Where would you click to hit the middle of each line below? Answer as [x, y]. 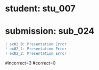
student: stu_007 [40, 9]
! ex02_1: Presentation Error [36, 49]
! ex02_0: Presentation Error [36, 44]
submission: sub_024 [50, 31]
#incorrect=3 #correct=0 [30, 63]
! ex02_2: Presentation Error [36, 53]
